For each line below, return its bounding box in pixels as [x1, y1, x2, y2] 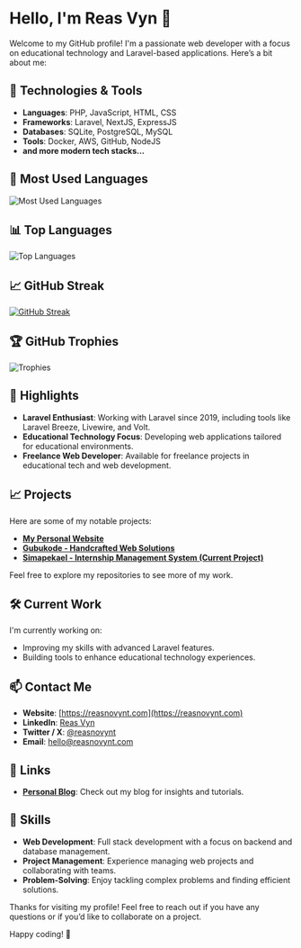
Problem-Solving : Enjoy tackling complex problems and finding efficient [22, 874, 291, 885]
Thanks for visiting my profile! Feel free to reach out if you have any [9, 901, 260, 912]
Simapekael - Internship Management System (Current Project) [22, 552, 264, 563]
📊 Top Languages [9, 222, 112, 238]
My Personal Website [22, 533, 105, 544]
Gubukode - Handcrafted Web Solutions [22, 542, 175, 553]
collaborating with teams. [22, 864, 117, 876]
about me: [9, 57, 48, 68]
